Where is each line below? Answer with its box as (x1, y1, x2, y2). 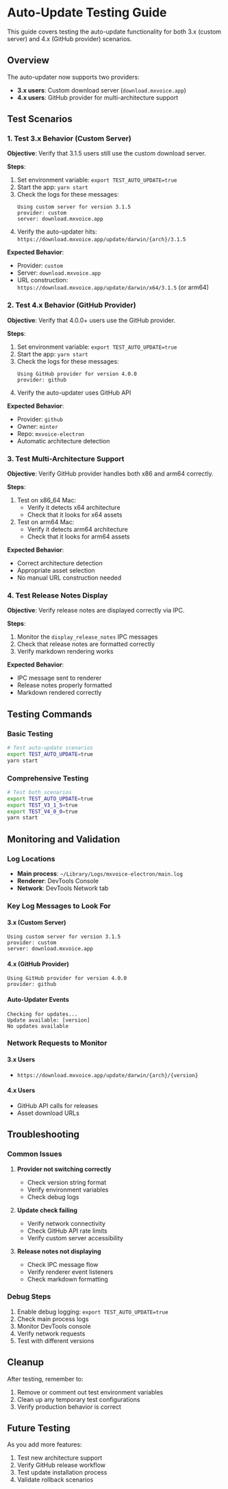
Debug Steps (7, 1292, 51, 1301)
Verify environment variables (27, 1185, 109, 1194)
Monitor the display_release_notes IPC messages (16, 632, 158, 641)
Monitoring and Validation (7, 833, 121, 845)
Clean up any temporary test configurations (16, 1395, 140, 1403)
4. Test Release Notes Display (7, 591, 108, 600)
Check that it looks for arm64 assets (27, 532, 130, 541)
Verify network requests (16, 1329, 86, 1338)
